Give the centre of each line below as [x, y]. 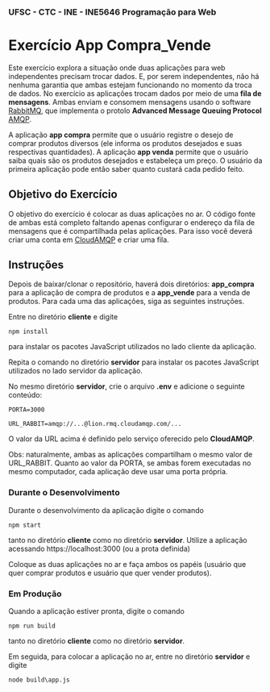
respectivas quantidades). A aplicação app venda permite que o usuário [128, 152]
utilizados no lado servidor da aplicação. [76, 371]
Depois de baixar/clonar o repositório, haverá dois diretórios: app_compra [131, 284]
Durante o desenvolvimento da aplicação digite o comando [106, 510]
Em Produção [35, 594]
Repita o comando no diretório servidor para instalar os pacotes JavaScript [134, 362]
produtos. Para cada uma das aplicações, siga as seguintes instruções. [127, 302]
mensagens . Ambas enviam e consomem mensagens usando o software [130, 102]
